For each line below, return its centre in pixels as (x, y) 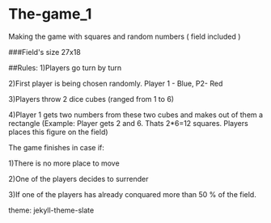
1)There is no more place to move (64, 163)
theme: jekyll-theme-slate (51, 210)
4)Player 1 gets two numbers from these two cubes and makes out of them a (136, 115)
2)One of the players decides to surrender (78, 179)
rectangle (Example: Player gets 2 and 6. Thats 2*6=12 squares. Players (128, 123)
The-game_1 (50, 14)
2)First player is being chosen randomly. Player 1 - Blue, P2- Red (116, 83)
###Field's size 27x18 (44, 52)
